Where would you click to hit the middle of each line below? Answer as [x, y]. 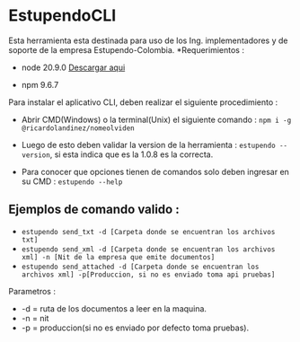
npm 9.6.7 [40, 84]
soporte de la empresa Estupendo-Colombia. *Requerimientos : [126, 49]
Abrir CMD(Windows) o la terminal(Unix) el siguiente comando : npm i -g [156, 119]
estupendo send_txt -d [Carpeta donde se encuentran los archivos [148, 232]
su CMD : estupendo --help [72, 181]
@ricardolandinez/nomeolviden [78, 128]
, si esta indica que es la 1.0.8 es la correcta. [132, 154]
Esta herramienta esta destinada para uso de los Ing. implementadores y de [148, 40]
